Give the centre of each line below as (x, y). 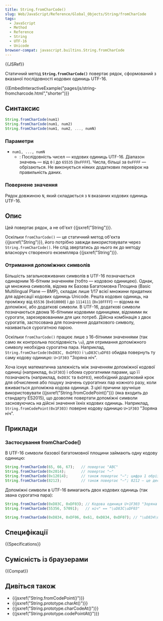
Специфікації (26, 532)
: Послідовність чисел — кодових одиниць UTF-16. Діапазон (82, 157)
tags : (10, 18)
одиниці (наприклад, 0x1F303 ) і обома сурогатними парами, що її (72, 372)
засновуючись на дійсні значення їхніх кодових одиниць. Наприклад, (77, 403)
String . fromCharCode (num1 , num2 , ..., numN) (51, 129)
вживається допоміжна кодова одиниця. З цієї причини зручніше (73, 387)
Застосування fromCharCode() (43, 442)
